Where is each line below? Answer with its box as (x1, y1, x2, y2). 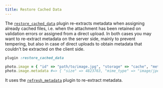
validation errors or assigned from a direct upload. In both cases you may (5, 30, 152, 36)
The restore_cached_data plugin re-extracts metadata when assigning (5, 20, 145, 26)
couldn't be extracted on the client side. (5, 46, 85, 52)
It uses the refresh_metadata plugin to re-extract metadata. (5, 77, 123, 83)
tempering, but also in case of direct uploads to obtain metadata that (5, 41, 142, 46)
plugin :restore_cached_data (5, 55, 64, 60)
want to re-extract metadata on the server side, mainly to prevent (5, 36, 136, 42)
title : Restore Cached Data (5, 7, 62, 12)
